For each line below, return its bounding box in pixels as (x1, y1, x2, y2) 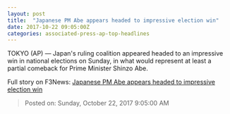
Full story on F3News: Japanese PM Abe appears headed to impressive (7, 78, 215, 87)
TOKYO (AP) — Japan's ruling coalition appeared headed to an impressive (7, 49, 224, 58)
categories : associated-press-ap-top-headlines (7, 30, 150, 37)
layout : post (7, 10, 46, 18)
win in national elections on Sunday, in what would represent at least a (7, 57, 212, 65)
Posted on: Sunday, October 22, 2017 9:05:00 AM (24, 99, 169, 108)
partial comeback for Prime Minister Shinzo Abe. (7, 64, 148, 72)
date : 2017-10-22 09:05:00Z (7, 23, 90, 30)
